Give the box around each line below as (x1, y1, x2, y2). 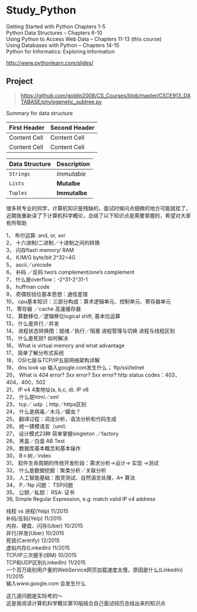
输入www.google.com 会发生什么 (6, 580, 86, 587)
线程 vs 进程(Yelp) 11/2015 (6, 507, 69, 515)
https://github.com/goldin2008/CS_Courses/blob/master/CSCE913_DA (20, 92, 191, 99)
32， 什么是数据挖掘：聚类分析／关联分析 (6, 466, 107, 473)
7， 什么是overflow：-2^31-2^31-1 (6, 275, 88, 283)
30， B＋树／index (6, 452, 52, 459)
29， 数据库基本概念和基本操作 (6, 445, 81, 452)
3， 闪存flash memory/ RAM (6, 246, 74, 253)
